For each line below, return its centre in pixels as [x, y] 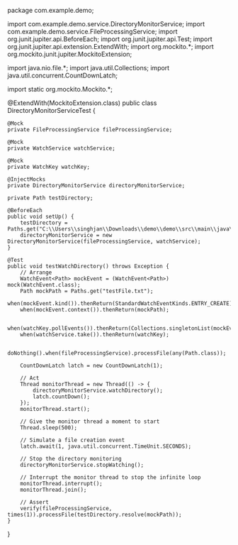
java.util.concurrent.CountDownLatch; [63, 75]
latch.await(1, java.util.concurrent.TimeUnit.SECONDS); [106, 446]
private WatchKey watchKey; [49, 167]
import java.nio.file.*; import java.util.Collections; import [89, 68]
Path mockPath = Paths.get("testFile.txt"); [87, 291]
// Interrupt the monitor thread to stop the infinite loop [110, 478]
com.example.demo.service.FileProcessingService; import [93, 32]
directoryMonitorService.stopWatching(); [82, 465]
